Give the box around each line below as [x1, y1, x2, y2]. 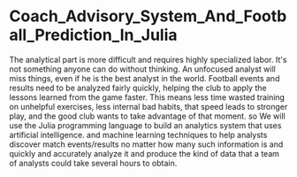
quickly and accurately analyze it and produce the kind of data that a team [9, 148, 280, 158]
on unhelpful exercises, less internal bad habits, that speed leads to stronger [9, 101, 288, 112]
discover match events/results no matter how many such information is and [9, 139, 284, 150]
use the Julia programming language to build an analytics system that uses [9, 119, 282, 130]
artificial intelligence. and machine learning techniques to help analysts [9, 129, 268, 140]
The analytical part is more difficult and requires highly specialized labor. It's [9, 54, 287, 65]
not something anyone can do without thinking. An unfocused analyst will [9, 64, 276, 74]
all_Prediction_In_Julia [9, 25, 179, 45]
